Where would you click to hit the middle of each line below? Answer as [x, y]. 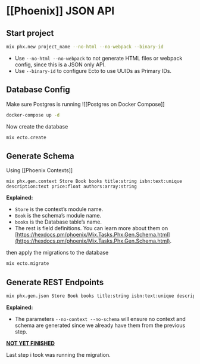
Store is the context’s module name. [59, 209]
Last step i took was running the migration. [59, 354]
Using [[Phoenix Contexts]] [40, 170]
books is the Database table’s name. [58, 222]
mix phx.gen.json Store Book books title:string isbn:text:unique [90, 296]
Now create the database [37, 126]
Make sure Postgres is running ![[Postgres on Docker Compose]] [85, 104]
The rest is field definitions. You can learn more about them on [91, 228]
